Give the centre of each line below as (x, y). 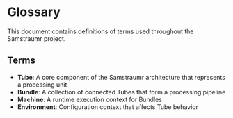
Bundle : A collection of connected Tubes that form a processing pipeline (121, 92)
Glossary (34, 12)
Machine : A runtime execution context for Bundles (89, 99)
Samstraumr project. (37, 38)
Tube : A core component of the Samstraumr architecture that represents (121, 77)
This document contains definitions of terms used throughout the (101, 31)
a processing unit (42, 85)
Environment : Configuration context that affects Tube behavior (107, 107)
